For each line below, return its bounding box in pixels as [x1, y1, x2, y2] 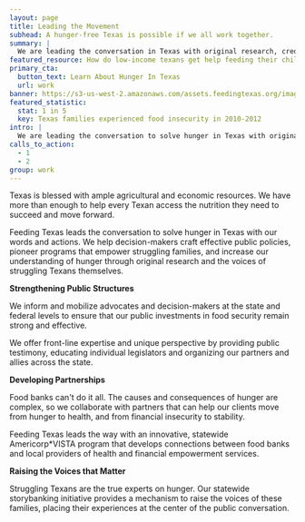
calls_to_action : [9, 140, 75, 149]
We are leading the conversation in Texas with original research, [17, 47, 279, 56]
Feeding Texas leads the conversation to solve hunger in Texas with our [9, 227, 278, 238]
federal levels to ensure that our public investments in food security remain [9, 310, 290, 321]
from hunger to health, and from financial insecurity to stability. [9, 411, 245, 422]
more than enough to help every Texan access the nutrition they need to [9, 200, 280, 211]
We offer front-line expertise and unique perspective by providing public [9, 338, 280, 349]
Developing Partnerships [9, 374, 106, 386]
